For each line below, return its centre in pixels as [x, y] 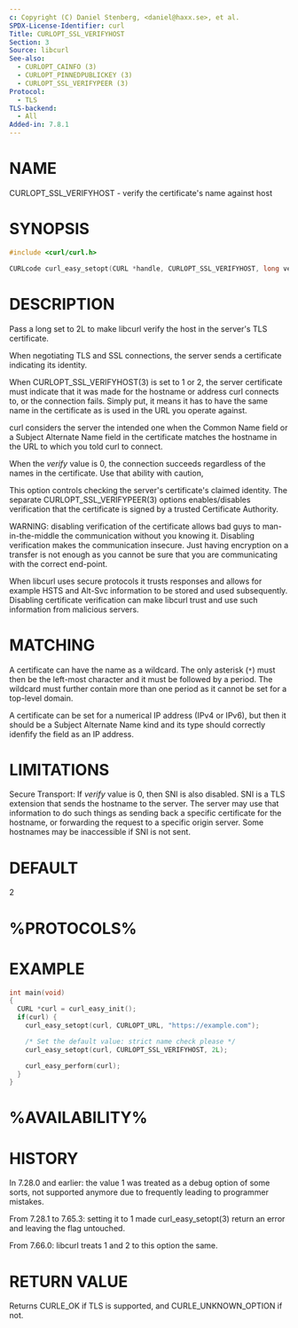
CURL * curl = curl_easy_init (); [77, 1009]
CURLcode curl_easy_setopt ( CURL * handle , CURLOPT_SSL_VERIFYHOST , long [144, 268]
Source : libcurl [39, 51]
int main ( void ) [37, 993]
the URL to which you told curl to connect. [86, 446]
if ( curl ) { [37, 1018]
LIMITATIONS [59, 770]
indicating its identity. [48, 365]
